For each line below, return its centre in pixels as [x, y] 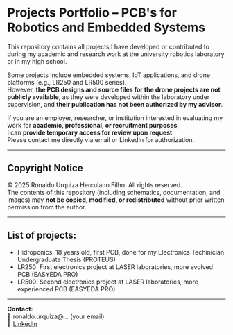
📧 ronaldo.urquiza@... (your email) [56, 316]
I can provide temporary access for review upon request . [91, 132]
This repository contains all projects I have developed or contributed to [109, 46]
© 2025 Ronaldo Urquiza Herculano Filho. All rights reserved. [95, 184]
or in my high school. [37, 61]
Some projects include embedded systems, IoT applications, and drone [109, 75]
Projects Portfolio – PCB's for [92, 13]
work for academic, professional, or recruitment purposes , [93, 125]
